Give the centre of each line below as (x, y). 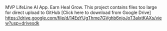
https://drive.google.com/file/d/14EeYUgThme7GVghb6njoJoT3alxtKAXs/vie (83, 18)
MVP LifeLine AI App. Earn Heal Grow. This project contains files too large (81, 7)
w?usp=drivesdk (22, 23)
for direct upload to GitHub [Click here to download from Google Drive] (78, 12)
